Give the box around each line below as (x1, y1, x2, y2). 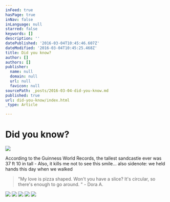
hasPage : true (5, 12, 36, 17)
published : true (5, 93, 40, 98)
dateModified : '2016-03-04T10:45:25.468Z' (5, 45, 97, 50)
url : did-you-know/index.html (5, 97, 70, 103)
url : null (10, 79, 31, 84)
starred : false (5, 27, 38, 32)
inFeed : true (5, 7, 33, 13)
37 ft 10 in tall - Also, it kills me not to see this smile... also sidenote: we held (5, 161, 165, 167)
